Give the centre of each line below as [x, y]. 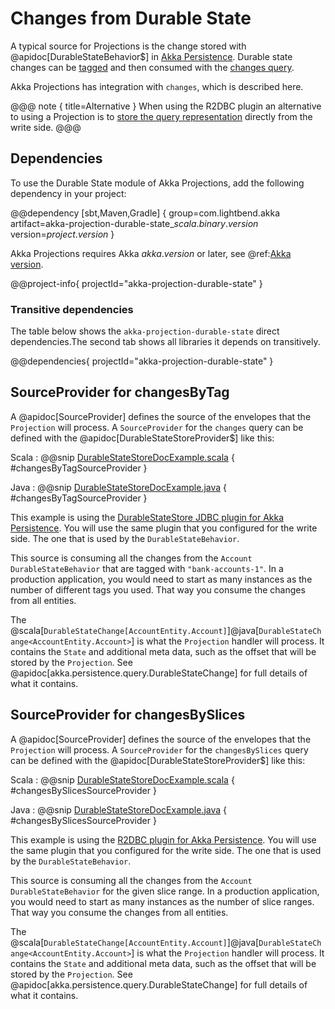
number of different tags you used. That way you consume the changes [158, 589]
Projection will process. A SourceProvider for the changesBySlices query [159, 749]
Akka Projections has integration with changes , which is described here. [157, 86]
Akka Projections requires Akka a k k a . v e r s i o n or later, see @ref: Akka [151, 253]
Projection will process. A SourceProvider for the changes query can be [157, 427]
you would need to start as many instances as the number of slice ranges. [162, 901]
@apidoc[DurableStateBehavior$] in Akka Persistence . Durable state [151, 56]
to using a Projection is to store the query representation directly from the [161, 116]
